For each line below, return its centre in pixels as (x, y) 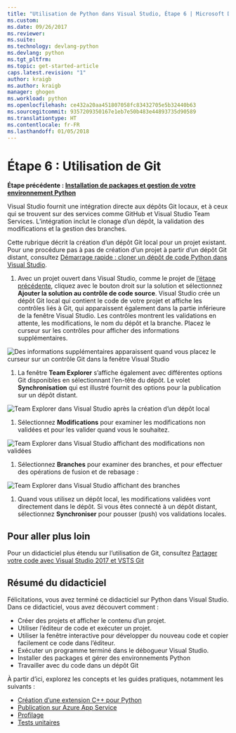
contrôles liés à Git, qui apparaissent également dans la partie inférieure (122, 308)
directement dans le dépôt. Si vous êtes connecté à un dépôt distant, (117, 507)
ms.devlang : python (36, 53)
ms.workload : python (38, 99)
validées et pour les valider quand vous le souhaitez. (93, 430)
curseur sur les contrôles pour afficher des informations (98, 331)
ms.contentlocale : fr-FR (44, 125)
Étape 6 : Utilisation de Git (84, 166)
